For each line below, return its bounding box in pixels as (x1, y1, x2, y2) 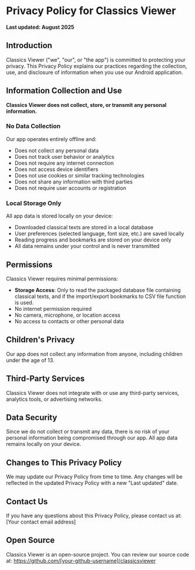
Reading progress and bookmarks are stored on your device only (14, 236, 172, 243)
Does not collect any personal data (14, 147, 99, 154)
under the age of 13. (6, 357, 54, 364)
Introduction (6, 41, 53, 51)
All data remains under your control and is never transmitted (14, 243, 160, 250)
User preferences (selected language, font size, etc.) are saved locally (14, 230, 184, 237)
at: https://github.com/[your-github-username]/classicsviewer (6, 557, 156, 564)
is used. (14, 299, 34, 306)
